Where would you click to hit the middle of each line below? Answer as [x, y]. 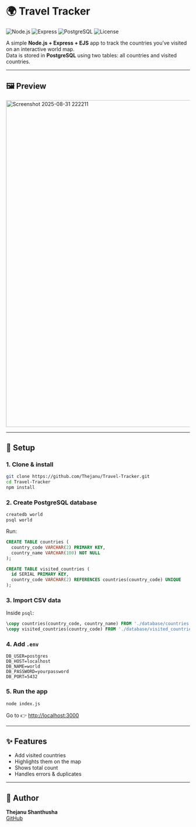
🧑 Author [22, 798]
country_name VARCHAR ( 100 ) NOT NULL [56, 553]
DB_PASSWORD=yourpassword [37, 672]
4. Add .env [22, 644]
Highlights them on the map [48, 761]
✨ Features [27, 741]
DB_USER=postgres [27, 657]
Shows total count [36, 768]
